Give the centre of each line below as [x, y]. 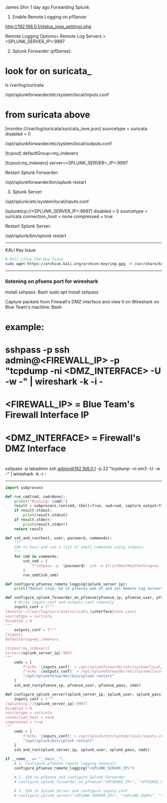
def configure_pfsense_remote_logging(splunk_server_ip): [66, 584]
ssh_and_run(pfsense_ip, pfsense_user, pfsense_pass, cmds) [78, 685]
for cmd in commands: [36, 557]
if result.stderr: [33, 520]
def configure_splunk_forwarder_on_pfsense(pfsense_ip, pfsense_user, [80, 598]
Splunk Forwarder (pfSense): [42, 51]
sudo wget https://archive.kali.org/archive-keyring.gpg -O [69, 264]
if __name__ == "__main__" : [34, 759]
